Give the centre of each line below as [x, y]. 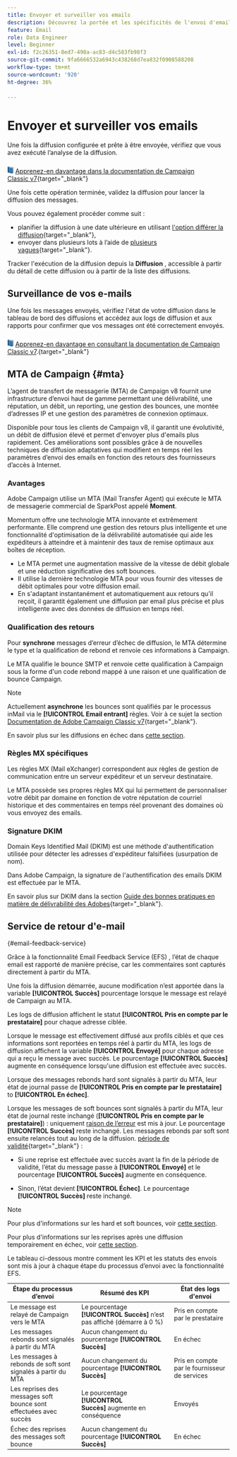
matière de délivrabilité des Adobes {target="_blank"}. [85, 904]
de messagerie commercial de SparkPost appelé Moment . [92, 506]
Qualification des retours [51, 627]
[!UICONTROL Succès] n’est [122, 1314]
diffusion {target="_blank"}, [57, 235]
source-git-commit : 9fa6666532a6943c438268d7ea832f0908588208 [101, 60]
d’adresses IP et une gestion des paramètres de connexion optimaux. [108, 413]
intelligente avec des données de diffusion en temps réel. [101, 609]
